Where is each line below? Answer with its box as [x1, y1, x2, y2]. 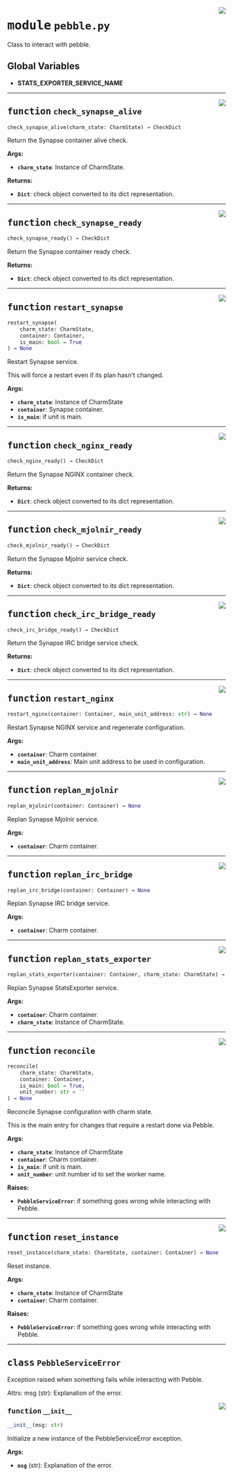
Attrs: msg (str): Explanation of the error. [7, 1389, 123, 1397]
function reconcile [7, 1045, 96, 1057]
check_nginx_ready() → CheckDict [7, 458, 104, 464]
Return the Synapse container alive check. [7, 136, 128, 145]
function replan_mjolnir [7, 784, 119, 796]
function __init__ [7, 1406, 73, 1416]
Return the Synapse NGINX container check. [7, 470, 135, 478]
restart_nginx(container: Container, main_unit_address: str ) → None [7, 711, 213, 718]
